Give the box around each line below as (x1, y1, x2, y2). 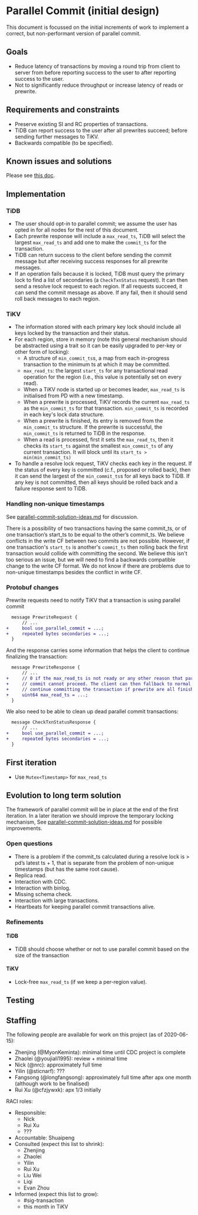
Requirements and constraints (6, 105, 120, 115)
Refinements (6, 918, 44, 926)
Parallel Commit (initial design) (6, 4, 160, 18)
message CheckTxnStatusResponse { (11, 719, 96, 726)
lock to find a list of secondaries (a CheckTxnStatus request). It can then (14, 276, 188, 284)
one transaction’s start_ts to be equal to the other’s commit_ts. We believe (6, 531, 185, 538)
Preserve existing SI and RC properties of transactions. (14, 120, 148, 127)
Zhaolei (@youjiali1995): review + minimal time (14, 1055, 128, 1062)
